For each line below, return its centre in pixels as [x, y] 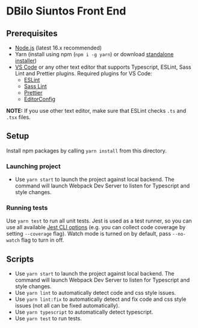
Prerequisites [32, 33]
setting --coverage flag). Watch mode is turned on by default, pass [89, 234]
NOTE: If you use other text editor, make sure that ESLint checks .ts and [96, 111]
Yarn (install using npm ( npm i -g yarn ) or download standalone [94, 54]
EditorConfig [40, 99]
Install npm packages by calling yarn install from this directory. [86, 150]
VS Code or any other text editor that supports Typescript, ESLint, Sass [103, 67]
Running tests [27, 208]
